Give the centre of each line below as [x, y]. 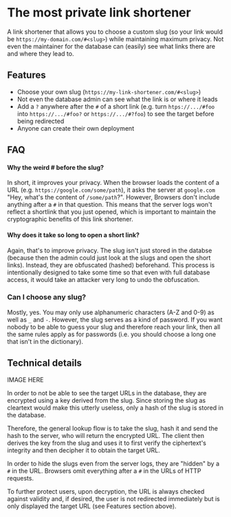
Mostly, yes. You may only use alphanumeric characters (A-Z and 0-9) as [111, 312]
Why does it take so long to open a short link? [73, 234]
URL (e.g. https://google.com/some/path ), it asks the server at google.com [111, 190]
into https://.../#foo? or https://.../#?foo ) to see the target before [115, 113]
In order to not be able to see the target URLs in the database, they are [107, 393]
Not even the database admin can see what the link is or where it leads [117, 99]
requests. [21, 478]
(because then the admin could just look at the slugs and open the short [109, 257]
